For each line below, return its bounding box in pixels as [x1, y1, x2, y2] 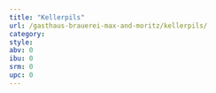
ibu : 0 [9, 54, 34, 63]
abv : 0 [9, 46, 34, 55]
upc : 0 [9, 71, 34, 80]
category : [9, 29, 46, 38]
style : [9, 37, 34, 47]
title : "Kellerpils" [9, 12, 86, 22]
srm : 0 [9, 63, 34, 72]
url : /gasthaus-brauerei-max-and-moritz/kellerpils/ [9, 21, 208, 30]
